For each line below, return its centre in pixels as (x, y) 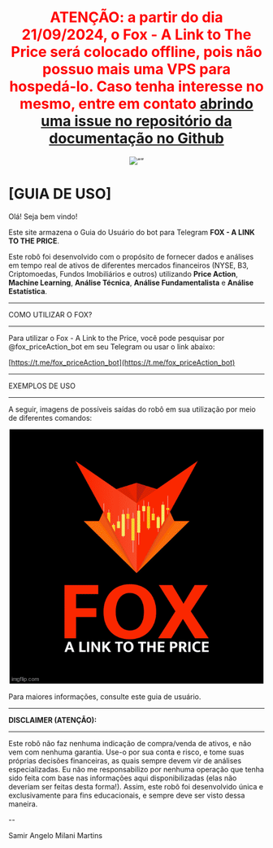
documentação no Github (136, 139)
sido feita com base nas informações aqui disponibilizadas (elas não (123, 778)
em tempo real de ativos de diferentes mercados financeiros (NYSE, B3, (129, 265)
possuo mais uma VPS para (136, 70)
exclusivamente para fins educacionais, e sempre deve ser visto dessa (127, 795)
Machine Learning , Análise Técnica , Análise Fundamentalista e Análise (131, 282)
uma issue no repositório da (136, 121)
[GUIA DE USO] (60, 194)
